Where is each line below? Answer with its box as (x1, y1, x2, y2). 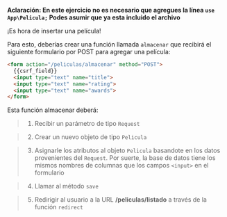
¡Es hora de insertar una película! (7, 27, 102, 35)
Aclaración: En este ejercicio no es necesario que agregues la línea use (7, 6, 215, 14)
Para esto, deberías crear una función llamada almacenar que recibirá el (7, 40, 212, 48)
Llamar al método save (34, 182, 99, 191)
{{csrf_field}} (13, 67, 58, 74)
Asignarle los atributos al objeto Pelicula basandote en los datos (34, 146, 221, 155)
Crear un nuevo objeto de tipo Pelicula (34, 133, 147, 141)
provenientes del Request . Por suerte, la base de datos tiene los (34, 154, 216, 162)
